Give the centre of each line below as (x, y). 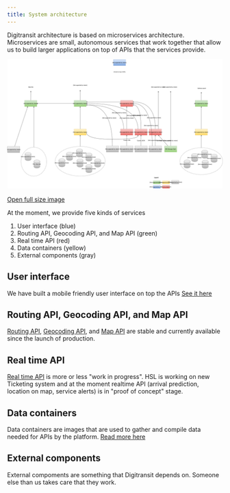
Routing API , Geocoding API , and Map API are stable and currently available (114, 331)
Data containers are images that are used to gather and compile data (104, 430)
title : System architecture (47, 14)
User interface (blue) (47, 226)
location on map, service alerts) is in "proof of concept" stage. (95, 391)
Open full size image (36, 199)
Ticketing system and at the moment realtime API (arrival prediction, (103, 384)
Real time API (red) (43, 240)
